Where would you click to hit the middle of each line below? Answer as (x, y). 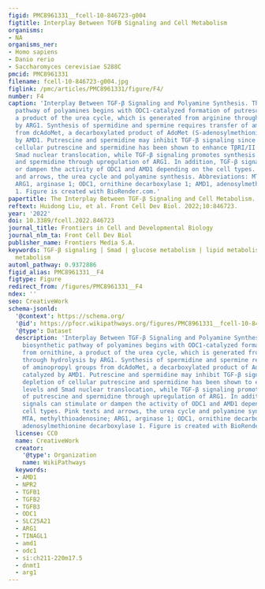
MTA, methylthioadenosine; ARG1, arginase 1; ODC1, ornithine (127, 419)
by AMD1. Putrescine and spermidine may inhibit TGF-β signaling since (136, 140)
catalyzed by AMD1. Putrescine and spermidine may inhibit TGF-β (132, 375)
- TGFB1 (28, 492)
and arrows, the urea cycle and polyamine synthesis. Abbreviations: (132, 177)
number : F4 (26, 96)
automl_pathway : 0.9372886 (52, 265)
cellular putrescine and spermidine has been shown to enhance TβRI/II (136, 147)
